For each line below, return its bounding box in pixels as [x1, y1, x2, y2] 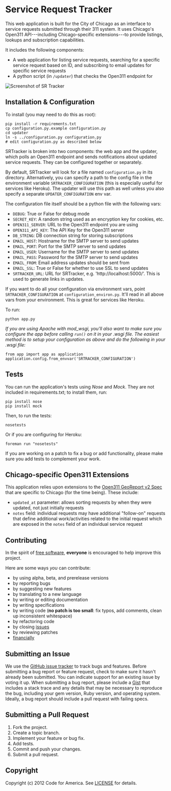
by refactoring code [12, 618, 55, 625]
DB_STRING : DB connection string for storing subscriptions [12, 232, 133, 239]
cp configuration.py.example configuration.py [5, 125, 106, 131]
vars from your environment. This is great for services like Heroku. [5, 296, 145, 303]
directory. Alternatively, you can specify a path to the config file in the [5, 174, 152, 180]
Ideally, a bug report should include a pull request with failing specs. [5, 696, 149, 702]
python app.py [5, 316, 36, 322]
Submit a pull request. [12, 751, 59, 757]
